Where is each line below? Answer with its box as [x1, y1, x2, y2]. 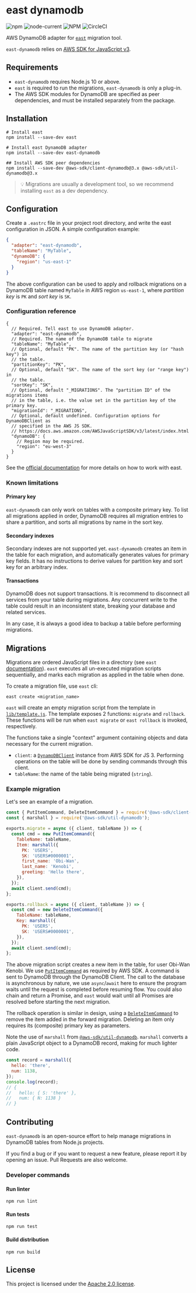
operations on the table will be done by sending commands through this [14, 758, 188, 765]
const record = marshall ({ [6, 1057, 72, 1063]
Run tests [6, 1210, 30, 1217]
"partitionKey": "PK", [11, 361, 66, 368]
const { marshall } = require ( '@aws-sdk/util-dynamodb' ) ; [6, 815, 150, 821]
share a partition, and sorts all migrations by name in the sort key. [6, 519, 163, 526]
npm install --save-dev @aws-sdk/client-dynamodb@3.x [6, 165, 140, 171]
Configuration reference [6, 307, 76, 315]
